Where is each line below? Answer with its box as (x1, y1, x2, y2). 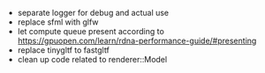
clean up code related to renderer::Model (17, 55, 168, 64)
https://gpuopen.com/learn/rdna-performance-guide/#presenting (17, 35, 257, 46)
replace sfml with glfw (17, 17, 99, 27)
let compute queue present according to (17, 26, 165, 36)
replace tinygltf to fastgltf (17, 45, 110, 55)
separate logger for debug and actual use (17, 8, 170, 18)
